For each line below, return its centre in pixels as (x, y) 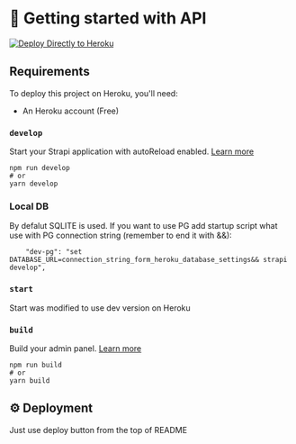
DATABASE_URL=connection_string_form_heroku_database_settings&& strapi (148, 260)
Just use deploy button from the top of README (98, 430)
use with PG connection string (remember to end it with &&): (121, 236)
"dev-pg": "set (54, 252)
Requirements (49, 72)
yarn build (30, 381)
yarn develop (34, 184)
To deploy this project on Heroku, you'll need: (94, 93)
